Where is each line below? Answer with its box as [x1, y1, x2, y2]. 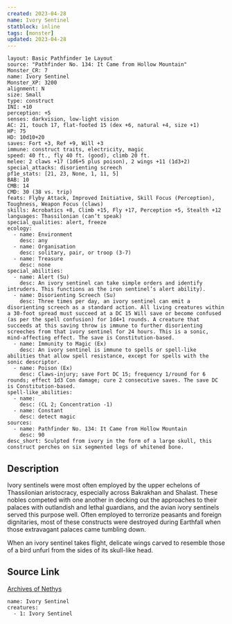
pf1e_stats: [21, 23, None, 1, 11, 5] [7, 171, 119, 178]
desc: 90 [19, 432, 45, 439]
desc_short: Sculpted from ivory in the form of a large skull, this [7, 438, 213, 445]
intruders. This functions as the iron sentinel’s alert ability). [7, 286, 206, 293]
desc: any [19, 237, 48, 244]
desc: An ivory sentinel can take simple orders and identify [19, 280, 203, 287]
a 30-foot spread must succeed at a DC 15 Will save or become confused [7, 310, 222, 317]
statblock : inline [7, 23, 60, 30]
